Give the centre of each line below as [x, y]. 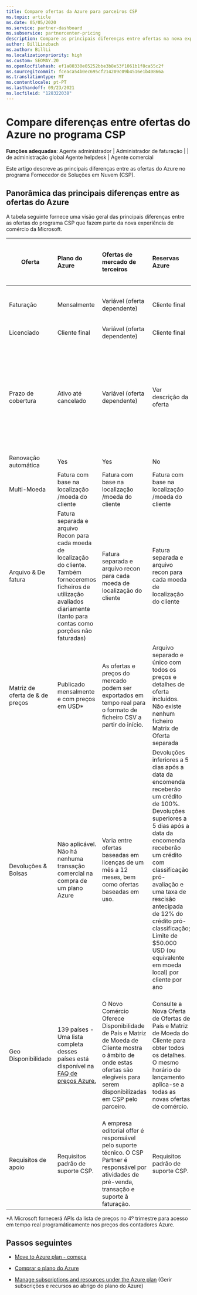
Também [69, 572]
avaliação [165, 884]
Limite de [165, 936]
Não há [67, 851]
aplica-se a [168, 1084]
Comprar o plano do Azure [47, 1268]
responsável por [124, 1167]
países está [73, 1059]
